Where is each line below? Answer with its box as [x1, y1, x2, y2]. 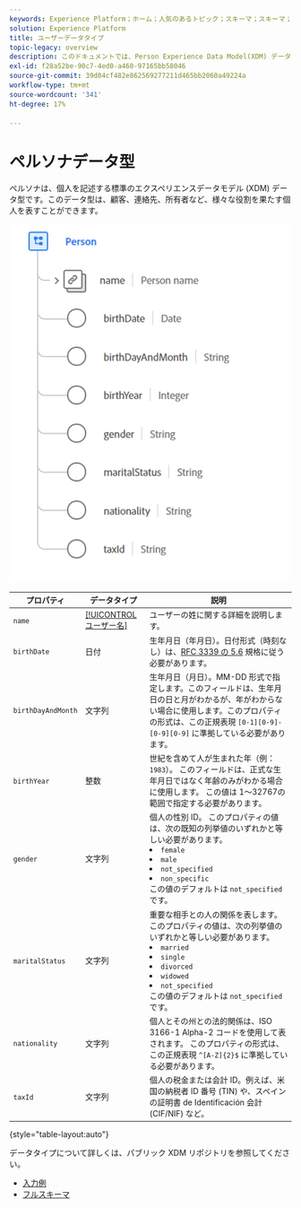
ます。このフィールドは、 [165, 682, 259, 693]
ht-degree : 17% [9, 100, 66, 109]
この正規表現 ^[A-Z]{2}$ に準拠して [149, 1049, 280, 1060]
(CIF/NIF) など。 [149, 1108, 210, 1119]
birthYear [13, 777, 50, 786]
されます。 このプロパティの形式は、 [149, 1038, 284, 1048]
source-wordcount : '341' [9, 90, 102, 99]
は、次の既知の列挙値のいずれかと [149, 823, 276, 834]
